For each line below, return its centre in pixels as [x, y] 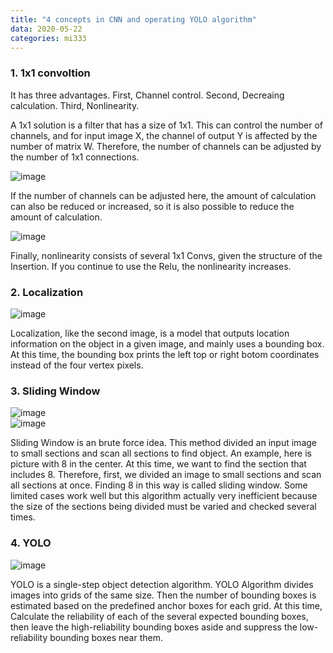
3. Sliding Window [55, 391]
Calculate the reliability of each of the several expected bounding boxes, [159, 616]
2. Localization [47, 292]
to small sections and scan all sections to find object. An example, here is [161, 453]
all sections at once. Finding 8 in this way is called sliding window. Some [159, 485]
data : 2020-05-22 [46, 29]
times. [23, 517]
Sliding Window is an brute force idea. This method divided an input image [163, 443]
